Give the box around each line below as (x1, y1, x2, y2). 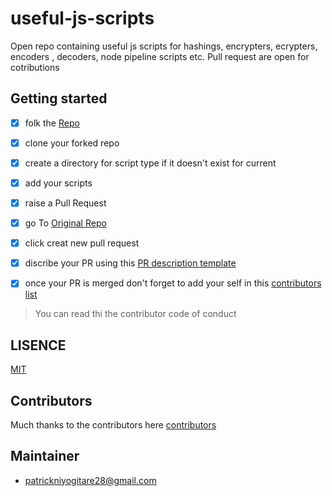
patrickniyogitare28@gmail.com (24, 474, 157, 486)
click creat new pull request (24, 237, 140, 249)
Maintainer (10, 448, 80, 465)
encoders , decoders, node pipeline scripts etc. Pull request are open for (10, 50, 310, 62)
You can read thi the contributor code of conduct (34, 308, 237, 320)
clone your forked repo (24, 137, 120, 149)
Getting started (10, 90, 108, 107)
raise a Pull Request (24, 197, 107, 209)
